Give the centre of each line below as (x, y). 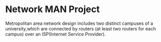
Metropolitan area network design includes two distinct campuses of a (79, 23)
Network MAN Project (53, 9)
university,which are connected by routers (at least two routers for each (81, 28)
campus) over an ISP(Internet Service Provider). (56, 34)
